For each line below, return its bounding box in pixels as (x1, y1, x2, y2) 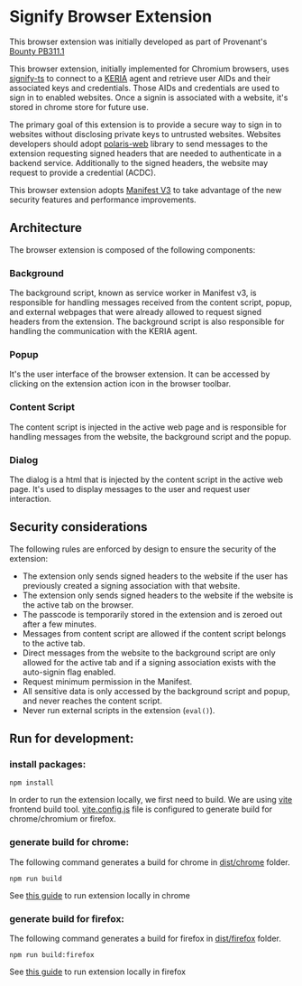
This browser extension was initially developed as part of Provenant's (9, 36, 268, 47)
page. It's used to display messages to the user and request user (9, 483, 251, 494)
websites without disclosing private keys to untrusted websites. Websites (9, 128, 281, 139)
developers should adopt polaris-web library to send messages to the (9, 138, 269, 149)
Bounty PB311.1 (9, 45, 65, 56)
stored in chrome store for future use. (9, 101, 149, 112)
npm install (9, 778, 54, 787)
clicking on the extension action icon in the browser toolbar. (9, 378, 232, 389)
